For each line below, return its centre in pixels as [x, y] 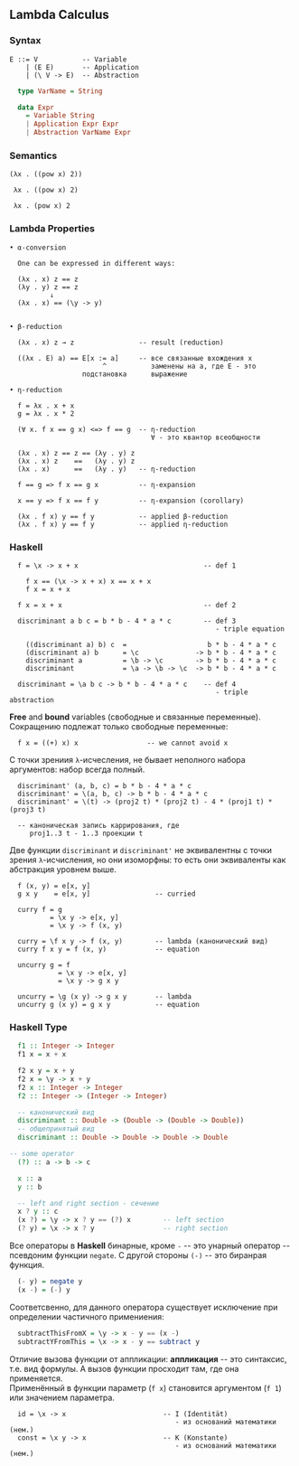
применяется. [36, 1378]
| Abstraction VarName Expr [78, 133]
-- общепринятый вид [56, 1129]
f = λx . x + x [46, 406]
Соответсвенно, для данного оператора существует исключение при [144, 1307]
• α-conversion [38, 248]
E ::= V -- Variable [68, 59]
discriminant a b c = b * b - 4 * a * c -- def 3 [127, 621]
